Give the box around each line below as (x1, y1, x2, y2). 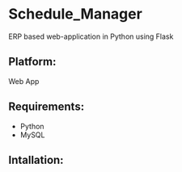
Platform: (8, 55, 57, 69)
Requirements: (8, 100, 85, 114)
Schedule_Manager (8, 5, 143, 23)
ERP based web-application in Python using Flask (8, 31, 174, 41)
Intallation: (8, 153, 64, 166)
